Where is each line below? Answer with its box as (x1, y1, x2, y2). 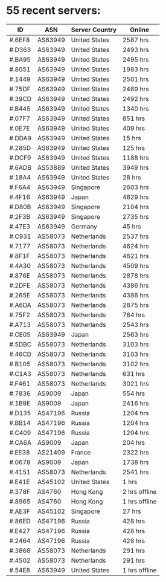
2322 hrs (122, 448, 149, 456)
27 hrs (122, 507, 141, 516)
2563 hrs (122, 330, 149, 338)
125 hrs (122, 143, 145, 152)
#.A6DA (9, 300, 31, 309)
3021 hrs (122, 379, 149, 387)
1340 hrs (122, 104, 149, 112)
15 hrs (122, 134, 141, 142)
